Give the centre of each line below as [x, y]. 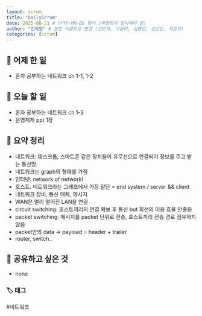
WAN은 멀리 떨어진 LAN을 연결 [52, 201]
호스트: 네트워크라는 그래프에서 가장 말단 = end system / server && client [102, 186]
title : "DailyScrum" [32, 17]
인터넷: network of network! [49, 179]
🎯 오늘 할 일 [26, 97]
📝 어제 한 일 [26, 60]
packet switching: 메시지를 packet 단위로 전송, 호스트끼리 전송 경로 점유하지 [106, 216]
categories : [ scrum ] [32, 34]
